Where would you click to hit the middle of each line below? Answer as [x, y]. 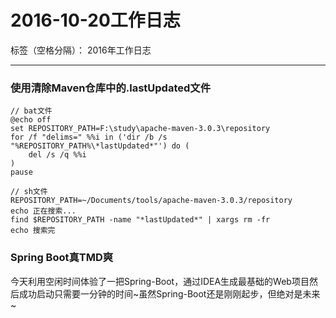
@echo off [31, 120]
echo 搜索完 [33, 231]
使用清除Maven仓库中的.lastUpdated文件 [111, 88]
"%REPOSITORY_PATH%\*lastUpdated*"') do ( [100, 146]
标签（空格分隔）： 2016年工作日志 [81, 50]
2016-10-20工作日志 [95, 20]
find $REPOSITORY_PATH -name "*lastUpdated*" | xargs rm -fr [140, 220]
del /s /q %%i [57, 155]
